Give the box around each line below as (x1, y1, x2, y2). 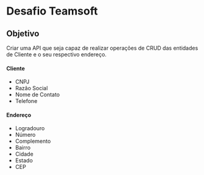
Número (15, 131, 36, 139)
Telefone (15, 97, 38, 105)
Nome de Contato (15, 91, 60, 98)
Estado (15, 157, 33, 164)
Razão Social (15, 85, 48, 92)
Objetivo (6, 28, 40, 39)
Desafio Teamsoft (6, 4, 99, 18)
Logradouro (15, 125, 45, 132)
